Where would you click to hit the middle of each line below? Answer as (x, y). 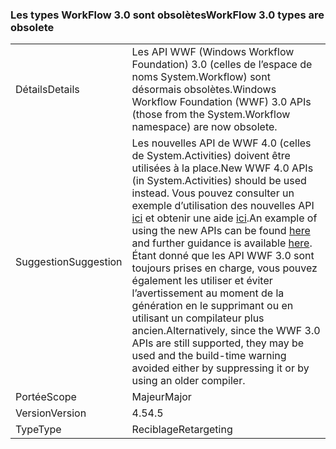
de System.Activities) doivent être (211, 156)
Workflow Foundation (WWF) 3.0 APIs (221, 102)
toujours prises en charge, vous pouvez (224, 268)
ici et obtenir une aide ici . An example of (224, 218)
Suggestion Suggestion (69, 262)
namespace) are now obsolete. (204, 127)
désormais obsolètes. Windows (204, 90)
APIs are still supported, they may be (218, 343)
